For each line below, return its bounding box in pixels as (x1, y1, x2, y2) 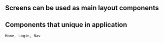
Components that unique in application (5, 21, 127, 29)
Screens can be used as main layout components (5, 4, 159, 12)
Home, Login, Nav (5, 34, 41, 39)
